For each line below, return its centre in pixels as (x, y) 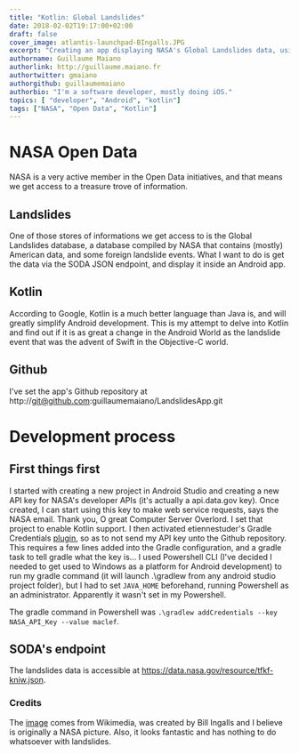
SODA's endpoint (58, 650)
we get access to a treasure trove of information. (99, 187)
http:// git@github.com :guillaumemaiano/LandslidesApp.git (116, 400)
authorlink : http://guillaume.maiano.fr (85, 68)
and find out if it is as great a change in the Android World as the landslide (145, 332)
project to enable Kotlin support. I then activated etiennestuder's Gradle (141, 528)
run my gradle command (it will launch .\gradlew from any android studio (142, 575)
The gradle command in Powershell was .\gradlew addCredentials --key (143, 612)
